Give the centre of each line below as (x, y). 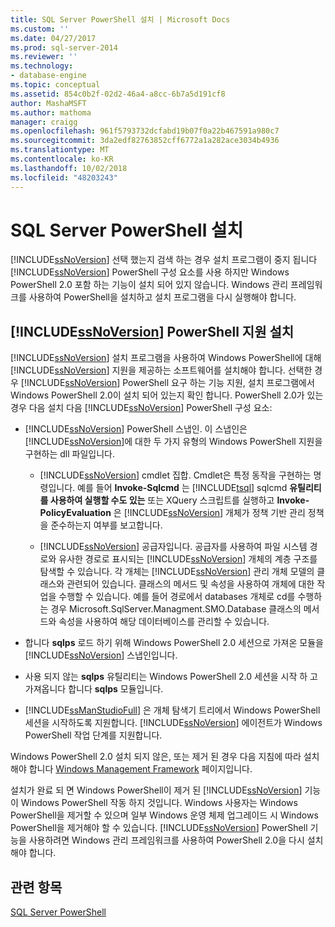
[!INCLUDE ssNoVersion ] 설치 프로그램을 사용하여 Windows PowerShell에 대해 (166, 358)
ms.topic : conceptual (55, 85)
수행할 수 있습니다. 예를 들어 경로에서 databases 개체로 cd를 (177, 597)
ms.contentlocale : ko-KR (62, 159)
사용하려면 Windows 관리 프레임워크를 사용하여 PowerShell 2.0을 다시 (166, 840)
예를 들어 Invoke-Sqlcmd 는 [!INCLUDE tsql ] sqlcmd (182, 488)
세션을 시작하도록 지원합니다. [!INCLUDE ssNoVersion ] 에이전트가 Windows (173, 723)
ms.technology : (42, 66)
